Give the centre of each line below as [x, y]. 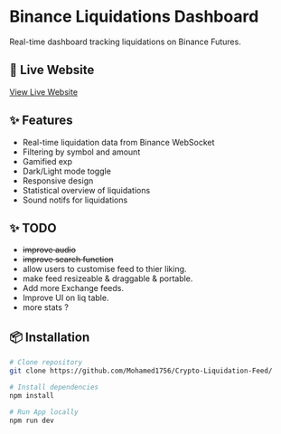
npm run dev [32, 420]
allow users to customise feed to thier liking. [104, 269]
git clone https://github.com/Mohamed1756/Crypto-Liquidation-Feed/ [141, 371]
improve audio [49, 250]
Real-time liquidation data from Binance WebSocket [118, 142]
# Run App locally [44, 412]
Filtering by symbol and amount [81, 152]
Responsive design [58, 180]
